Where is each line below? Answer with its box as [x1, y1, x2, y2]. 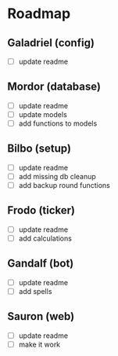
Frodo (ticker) [7, 204, 76, 217]
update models [18, 109, 67, 119]
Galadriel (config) [7, 36, 95, 50]
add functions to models [18, 119, 98, 128]
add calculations [18, 233, 72, 243]
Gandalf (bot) [7, 257, 74, 270]
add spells [18, 286, 52, 295]
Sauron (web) [7, 310, 75, 323]
